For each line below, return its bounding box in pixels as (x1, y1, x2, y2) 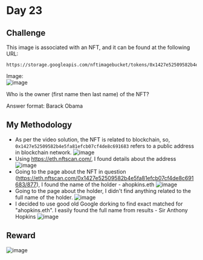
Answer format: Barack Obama (6, 102, 83, 109)
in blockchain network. (14, 149, 72, 156)
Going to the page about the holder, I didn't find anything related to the (14, 187, 192, 194)
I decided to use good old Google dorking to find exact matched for (14, 200, 183, 207)
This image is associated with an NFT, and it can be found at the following (6, 44, 190, 51)
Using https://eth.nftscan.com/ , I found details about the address (14, 155, 176, 162)
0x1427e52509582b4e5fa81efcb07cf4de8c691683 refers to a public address (14, 142, 195, 149)
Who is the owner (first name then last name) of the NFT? (6, 91, 149, 97)
